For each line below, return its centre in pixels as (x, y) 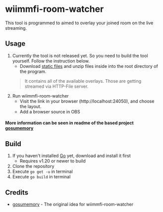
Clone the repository (33, 166)
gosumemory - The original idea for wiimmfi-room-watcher (73, 204)
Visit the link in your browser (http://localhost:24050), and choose (87, 101)
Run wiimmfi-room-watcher (41, 96)
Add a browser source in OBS (50, 111)
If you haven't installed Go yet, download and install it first (72, 156)
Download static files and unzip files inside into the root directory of (89, 66)
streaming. (16, 28)
